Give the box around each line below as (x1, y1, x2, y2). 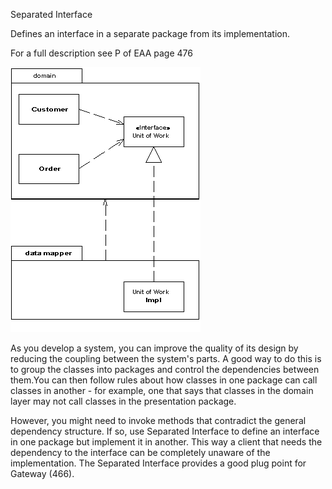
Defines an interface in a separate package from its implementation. (10, 28, 290, 39)
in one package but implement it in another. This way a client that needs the (10, 436, 323, 448)
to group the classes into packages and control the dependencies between (10, 364, 320, 375)
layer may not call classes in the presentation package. (10, 395, 237, 407)
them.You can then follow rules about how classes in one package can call (10, 374, 318, 386)
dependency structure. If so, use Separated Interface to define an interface (10, 425, 320, 437)
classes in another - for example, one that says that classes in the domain (10, 385, 314, 396)
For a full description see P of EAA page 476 (10, 47, 193, 59)
